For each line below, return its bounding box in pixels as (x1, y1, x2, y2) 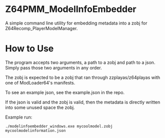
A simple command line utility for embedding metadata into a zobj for (5, 20, 147, 26)
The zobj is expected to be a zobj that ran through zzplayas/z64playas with (5, 74, 160, 80)
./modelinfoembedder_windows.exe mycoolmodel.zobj (5, 123, 113, 128)
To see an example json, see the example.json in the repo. (5, 89, 125, 95)
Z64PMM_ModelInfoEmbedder (5, 3, 136, 15)
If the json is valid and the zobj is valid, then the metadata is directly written (5, 99, 160, 105)
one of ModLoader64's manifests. (5, 79, 75, 85)
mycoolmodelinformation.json (5, 128, 66, 133)
